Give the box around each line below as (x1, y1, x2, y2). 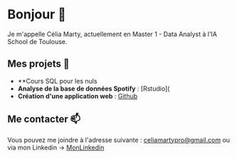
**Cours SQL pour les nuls (17, 77, 98, 85)
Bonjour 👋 (7, 6, 66, 23)
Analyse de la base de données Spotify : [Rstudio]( (17, 84, 170, 93)
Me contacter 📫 (7, 113, 80, 125)
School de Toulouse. (7, 37, 68, 45)
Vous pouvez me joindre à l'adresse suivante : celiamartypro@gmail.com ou (7, 135, 230, 144)
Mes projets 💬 (7, 58, 70, 70)
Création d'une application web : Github (17, 91, 138, 100)
